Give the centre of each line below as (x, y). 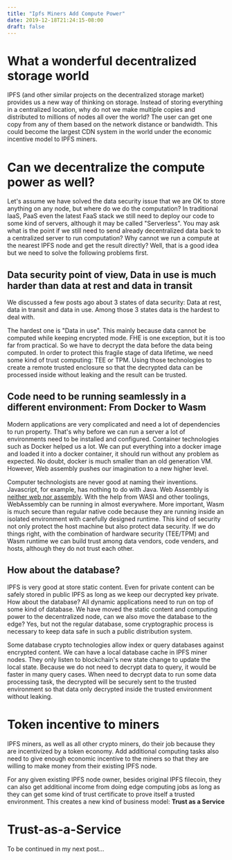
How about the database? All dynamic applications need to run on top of (110, 602)
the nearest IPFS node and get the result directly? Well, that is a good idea (113, 246)
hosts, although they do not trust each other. (71, 548)
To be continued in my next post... (56, 849)
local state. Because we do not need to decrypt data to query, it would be (112, 667)
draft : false (26, 26)
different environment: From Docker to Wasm (107, 407)
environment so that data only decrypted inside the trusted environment (110, 689)
